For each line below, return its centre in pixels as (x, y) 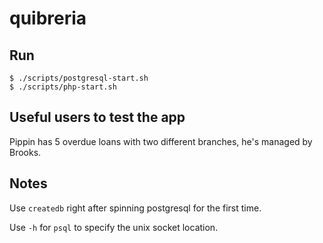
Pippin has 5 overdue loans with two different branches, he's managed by (161, 141)
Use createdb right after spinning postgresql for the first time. (135, 208)
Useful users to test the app (97, 117)
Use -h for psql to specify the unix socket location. (114, 227)
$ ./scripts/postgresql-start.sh (79, 78)
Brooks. (25, 152)
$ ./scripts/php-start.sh (63, 87)
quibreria (48, 18)
